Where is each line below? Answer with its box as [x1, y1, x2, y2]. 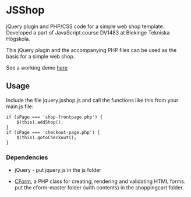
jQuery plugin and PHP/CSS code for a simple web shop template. [6, 23, 165, 30]
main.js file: [6, 103, 34, 110]
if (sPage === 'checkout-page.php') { [6, 129, 100, 135]
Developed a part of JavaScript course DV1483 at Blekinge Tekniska [6, 29, 170, 36]
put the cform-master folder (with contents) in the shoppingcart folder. [14, 184, 185, 191]
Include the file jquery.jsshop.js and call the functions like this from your [6, 96, 179, 103]
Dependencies [6, 153, 48, 161]
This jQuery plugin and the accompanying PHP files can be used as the [6, 46, 177, 53]
